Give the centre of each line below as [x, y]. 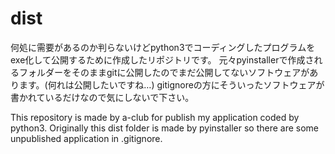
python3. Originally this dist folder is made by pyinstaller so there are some [165, 128]
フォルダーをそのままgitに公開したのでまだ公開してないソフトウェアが [164, 72]
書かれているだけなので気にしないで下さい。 [102, 97]
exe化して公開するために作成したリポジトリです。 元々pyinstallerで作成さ [162, 59]
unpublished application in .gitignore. [86, 138]
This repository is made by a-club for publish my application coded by [155, 117]
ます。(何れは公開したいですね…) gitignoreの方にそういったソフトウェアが [171, 84]
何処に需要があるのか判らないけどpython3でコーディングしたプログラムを [163, 47]
